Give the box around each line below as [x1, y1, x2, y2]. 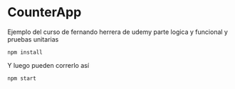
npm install [7, 49, 43, 56]
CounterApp [7, 4, 82, 20]
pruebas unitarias [7, 35, 59, 43]
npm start [7, 75, 37, 82]
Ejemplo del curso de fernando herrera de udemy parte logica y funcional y [7, 28, 228, 36]
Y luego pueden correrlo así [7, 61, 90, 69]
